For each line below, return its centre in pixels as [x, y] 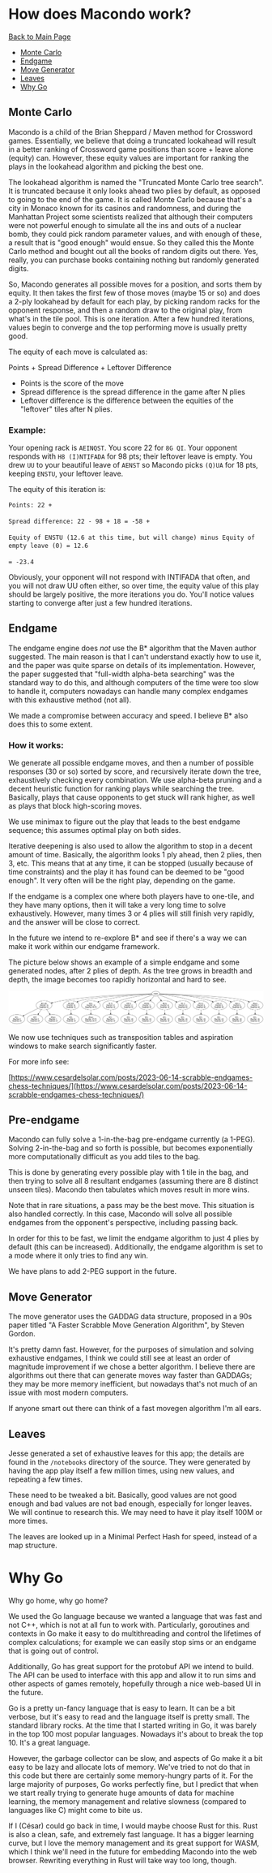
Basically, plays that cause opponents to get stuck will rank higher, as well [132, 797]
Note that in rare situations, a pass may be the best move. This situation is [132, 1206]
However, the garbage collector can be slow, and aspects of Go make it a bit [136, 1758]
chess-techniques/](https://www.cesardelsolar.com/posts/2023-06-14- [128, 1085]
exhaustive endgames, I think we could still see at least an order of [119, 1358]
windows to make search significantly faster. [83, 1046]
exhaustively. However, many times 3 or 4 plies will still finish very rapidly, [132, 913]
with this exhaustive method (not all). [70, 700]
